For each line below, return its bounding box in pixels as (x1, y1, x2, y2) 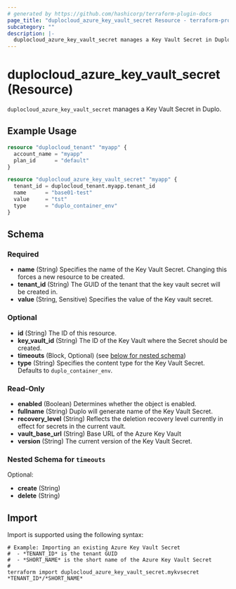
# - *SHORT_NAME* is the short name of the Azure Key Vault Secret (7, 557, 212, 564)
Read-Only (7, 384, 46, 394)
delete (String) (17, 491, 60, 500)
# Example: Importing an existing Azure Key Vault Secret (7, 544, 181, 552)
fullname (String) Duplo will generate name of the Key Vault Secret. (17, 407, 213, 415)
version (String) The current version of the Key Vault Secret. (17, 436, 192, 445)
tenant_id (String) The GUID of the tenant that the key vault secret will (17, 280, 221, 289)
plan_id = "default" (13, 157, 90, 164)
